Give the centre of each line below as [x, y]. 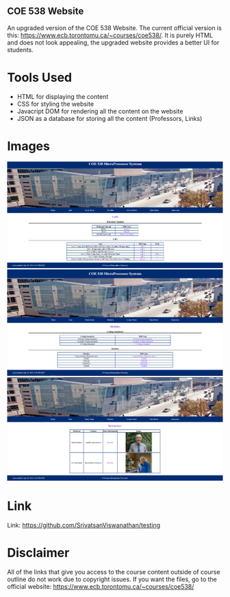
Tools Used [40, 78]
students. [21, 49]
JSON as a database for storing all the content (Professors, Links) [110, 118]
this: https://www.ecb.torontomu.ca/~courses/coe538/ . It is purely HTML [110, 35]
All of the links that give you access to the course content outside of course [114, 572]
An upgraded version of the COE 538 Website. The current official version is [115, 27]
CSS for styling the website [55, 104]
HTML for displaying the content [63, 96]
